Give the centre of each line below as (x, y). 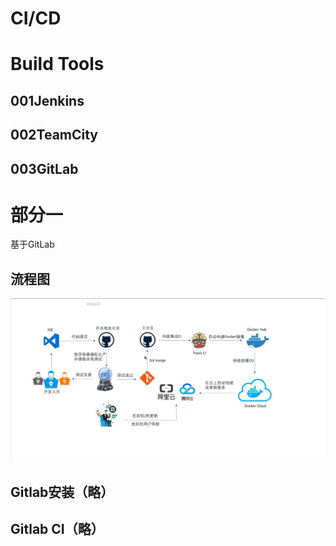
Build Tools (57, 64)
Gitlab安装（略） (62, 492)
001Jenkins (47, 100)
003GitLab (44, 168)
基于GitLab (32, 244)
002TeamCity (54, 135)
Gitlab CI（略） (57, 528)
